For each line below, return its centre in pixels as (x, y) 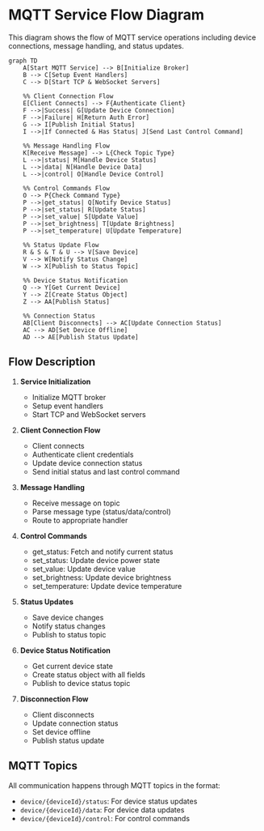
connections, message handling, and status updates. (96, 45)
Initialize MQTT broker (69, 397)
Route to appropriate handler (80, 520)
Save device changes (68, 617)
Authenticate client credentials (83, 454)
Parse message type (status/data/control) (101, 511)
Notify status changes (69, 626)
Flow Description (52, 362)
